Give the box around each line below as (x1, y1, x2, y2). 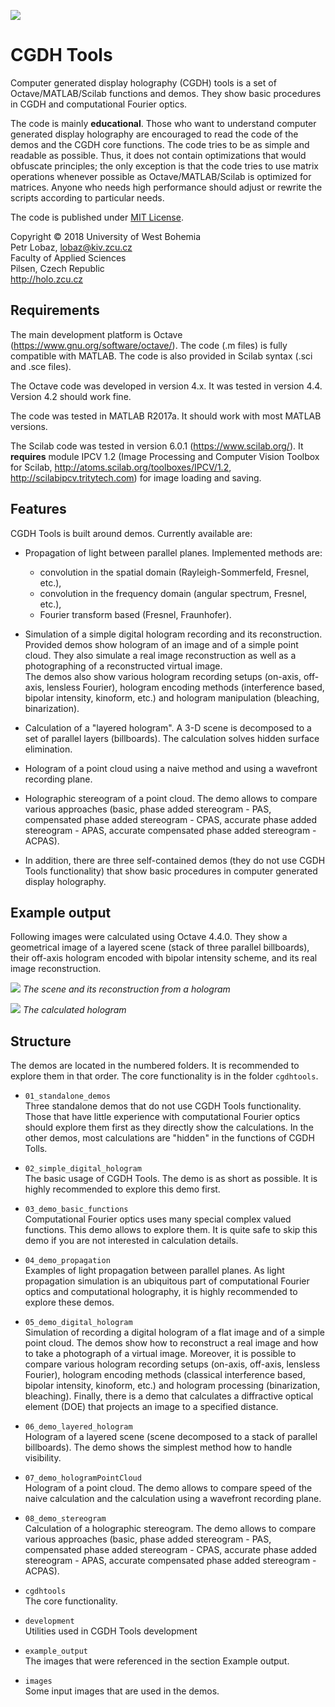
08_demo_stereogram (24, 1514, 107, 1524)
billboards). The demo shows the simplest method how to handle (24, 1441, 293, 1454)
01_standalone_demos (24, 1091, 111, 1102)
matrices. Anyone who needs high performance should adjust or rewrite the (10, 181, 323, 193)
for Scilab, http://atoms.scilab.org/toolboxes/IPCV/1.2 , (10, 461, 232, 473)
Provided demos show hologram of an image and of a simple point (24, 638, 299, 650)
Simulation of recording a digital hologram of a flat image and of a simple (24, 1326, 325, 1339)
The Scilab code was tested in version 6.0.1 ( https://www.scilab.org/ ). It (10, 440, 304, 452)
